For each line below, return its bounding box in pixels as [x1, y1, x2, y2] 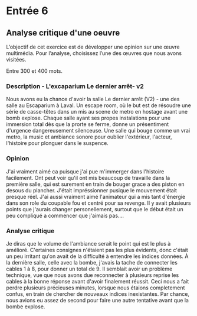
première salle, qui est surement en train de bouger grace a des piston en [6, 180, 185, 188]
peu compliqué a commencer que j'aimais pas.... [6, 212, 124, 219]
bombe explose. [6, 303, 45, 310]
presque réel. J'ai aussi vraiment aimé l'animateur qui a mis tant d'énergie [6, 193, 186, 200]
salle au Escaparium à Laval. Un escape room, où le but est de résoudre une [6, 102, 192, 109]
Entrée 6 [6, 4, 48, 18]
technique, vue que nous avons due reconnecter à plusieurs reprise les [6, 271, 179, 279]
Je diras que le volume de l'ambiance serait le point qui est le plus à [6, 240, 171, 247]
